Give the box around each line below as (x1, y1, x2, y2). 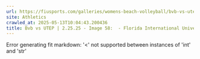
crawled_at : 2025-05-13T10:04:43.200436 (6, 19, 108, 25)
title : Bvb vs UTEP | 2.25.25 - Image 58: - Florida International (6, 25, 180, 31)
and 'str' (6, 48, 27, 55)
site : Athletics (6, 14, 46, 20)
